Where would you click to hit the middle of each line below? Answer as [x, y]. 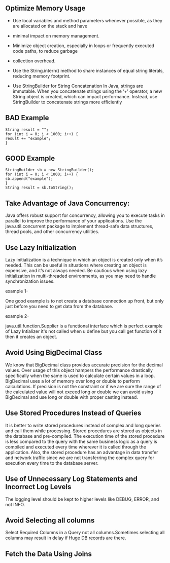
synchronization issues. [30, 281]
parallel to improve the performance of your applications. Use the [74, 221]
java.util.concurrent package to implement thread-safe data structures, [79, 226]
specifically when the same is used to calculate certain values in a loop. [80, 376]
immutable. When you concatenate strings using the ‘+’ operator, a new [87, 91]
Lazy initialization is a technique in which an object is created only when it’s [84, 260]
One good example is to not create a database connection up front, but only [84, 301]
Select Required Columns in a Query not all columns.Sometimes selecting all [85, 533]
